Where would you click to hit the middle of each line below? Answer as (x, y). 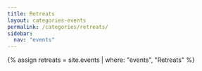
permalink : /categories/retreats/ (58, 27)
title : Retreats (31, 14)
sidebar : (20, 33)
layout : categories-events (47, 20)
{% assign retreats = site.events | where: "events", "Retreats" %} (101, 60)
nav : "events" (34, 40)
